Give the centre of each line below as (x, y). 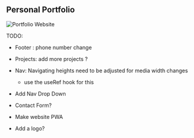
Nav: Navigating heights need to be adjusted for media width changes (101, 70)
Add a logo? (30, 128)
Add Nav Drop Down (40, 93)
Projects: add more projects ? (51, 59)
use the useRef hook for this (59, 82)
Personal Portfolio (41, 10)
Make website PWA (39, 116)
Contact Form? (33, 105)
